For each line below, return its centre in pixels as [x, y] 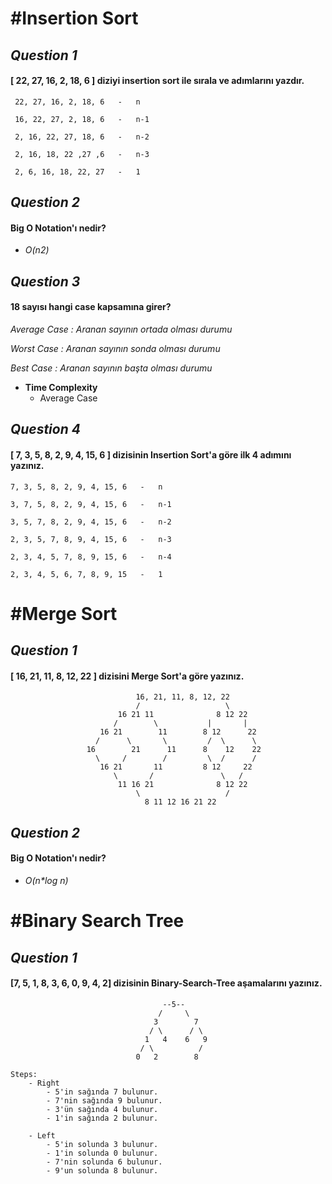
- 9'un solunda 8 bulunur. [102, 1170]
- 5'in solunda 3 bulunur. [102, 1144]
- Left [42, 1135]
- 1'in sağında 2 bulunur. [102, 1118]
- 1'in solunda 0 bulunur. [102, 1153]
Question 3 [45, 281]
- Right [44, 1083]
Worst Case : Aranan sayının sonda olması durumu [115, 348]
